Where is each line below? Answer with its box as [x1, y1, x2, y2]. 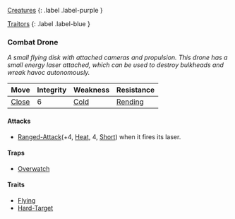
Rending [116, 97, 145, 107]
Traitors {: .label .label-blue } [7, 20, 90, 28]
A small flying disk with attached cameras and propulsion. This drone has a [7, 53, 228, 62]
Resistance [116, 85, 155, 95]
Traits [7, 180, 25, 189]
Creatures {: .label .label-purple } [7, 6, 104, 14]
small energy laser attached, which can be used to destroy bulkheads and [7, 61, 224, 69]
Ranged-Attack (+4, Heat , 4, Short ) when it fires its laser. [17, 132, 181, 141]
